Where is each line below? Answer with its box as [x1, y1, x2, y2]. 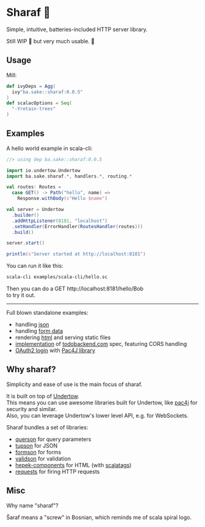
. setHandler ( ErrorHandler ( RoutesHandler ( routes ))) [12, 223, 143, 229]
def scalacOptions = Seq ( [6, 100, 72, 106]
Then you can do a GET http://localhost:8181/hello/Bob [6, 285, 144, 292]
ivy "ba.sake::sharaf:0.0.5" [12, 88, 84, 95]
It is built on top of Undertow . [6, 392, 80, 400]
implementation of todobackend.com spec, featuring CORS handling [15, 340, 187, 348]
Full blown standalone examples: [6, 309, 88, 317]
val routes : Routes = [6, 184, 62, 190]
